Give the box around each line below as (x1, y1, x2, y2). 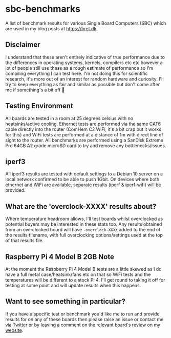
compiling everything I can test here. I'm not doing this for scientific (5, 70, 148, 76)
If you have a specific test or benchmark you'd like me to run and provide (5, 311, 160, 317)
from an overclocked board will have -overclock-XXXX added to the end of (5, 227, 161, 233)
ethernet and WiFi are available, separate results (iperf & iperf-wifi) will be (5, 182, 161, 188)
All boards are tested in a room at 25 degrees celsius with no (5, 115, 134, 121)
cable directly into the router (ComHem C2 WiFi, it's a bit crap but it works (5, 126, 162, 132)
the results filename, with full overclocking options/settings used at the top (5, 232, 163, 238)
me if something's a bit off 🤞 (5, 87, 65, 93)
